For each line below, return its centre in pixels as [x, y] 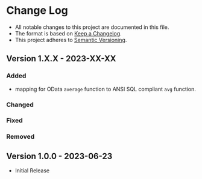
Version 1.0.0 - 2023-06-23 [59, 156]
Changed [20, 105]
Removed [21, 137]
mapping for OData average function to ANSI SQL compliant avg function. [105, 89]
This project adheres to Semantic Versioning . [71, 40]
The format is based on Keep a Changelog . [68, 33]
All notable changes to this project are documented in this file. [92, 27]
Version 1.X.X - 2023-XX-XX [61, 59]
